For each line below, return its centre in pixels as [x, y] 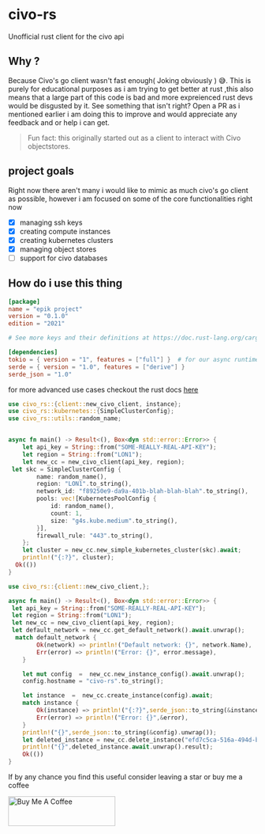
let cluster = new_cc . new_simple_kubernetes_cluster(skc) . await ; [132, 550]
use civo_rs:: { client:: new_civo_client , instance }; [95, 404]
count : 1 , [66, 513]
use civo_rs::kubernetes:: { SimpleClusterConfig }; [91, 411]
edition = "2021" [37, 324]
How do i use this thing [65, 284]
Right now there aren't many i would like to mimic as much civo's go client [128, 190]
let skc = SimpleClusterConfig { [67, 469]
